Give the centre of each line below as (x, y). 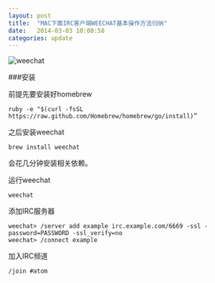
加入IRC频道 (28, 256)
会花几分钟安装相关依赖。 (50, 163)
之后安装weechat (37, 132)
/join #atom (28, 271)
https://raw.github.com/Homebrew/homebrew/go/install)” (103, 117)
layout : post (30, 16)
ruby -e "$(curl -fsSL (46, 110)
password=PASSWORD (39, 233)
